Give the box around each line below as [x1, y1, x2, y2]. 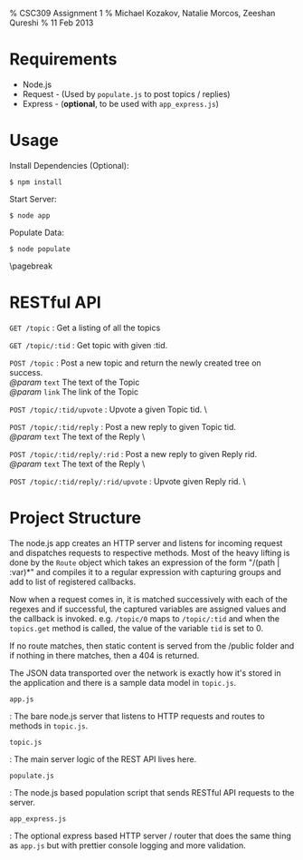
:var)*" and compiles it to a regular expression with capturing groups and [9, 566, 282, 577]
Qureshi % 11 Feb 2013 [9, 17, 94, 28]
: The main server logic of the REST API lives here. [9, 753, 197, 765]
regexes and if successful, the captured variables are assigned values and [9, 603, 287, 614]
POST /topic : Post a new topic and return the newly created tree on [9, 357, 262, 368]
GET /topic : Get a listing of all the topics [9, 322, 161, 333]
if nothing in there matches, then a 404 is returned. [9, 650, 200, 660]
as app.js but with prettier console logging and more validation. [9, 839, 246, 851]
